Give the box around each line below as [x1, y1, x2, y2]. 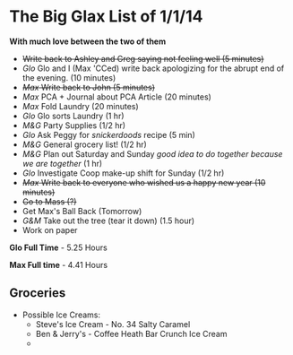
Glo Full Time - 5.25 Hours [9, 242, 108, 253]
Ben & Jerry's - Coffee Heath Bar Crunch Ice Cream [35, 328, 228, 339]
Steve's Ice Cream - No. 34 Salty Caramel [35, 318, 191, 329]
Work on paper [22, 224, 78, 235]
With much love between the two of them [9, 36, 167, 47]
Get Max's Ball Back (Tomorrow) [22, 205, 142, 216]
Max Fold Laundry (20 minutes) [22, 100, 139, 111]
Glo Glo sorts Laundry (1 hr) [22, 110, 125, 121]
